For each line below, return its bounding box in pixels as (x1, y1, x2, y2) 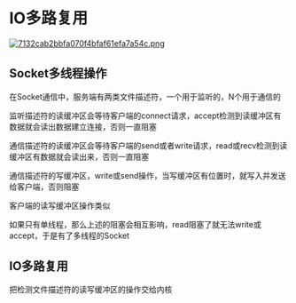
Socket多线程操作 (9, 66, 107, 81)
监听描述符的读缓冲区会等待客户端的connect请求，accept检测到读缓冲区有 (9, 110, 282, 121)
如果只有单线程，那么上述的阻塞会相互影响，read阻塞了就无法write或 (9, 219, 261, 229)
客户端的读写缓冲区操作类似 (9, 200, 111, 211)
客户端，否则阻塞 (16, 181, 80, 192)
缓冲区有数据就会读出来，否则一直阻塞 (9, 151, 149, 162)
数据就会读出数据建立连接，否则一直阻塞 (9, 121, 157, 132)
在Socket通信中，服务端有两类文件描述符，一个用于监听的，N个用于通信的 (9, 91, 282, 102)
